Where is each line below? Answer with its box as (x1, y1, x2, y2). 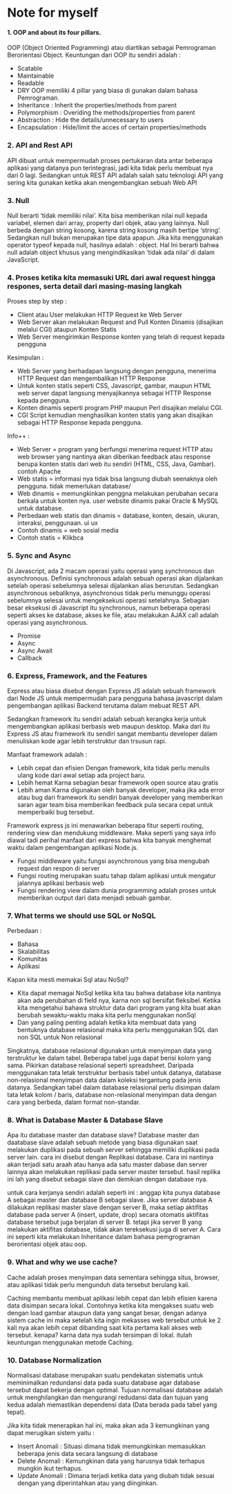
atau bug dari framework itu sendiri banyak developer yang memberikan (17, 793, 223, 801)
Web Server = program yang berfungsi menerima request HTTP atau (17, 445, 213, 454)
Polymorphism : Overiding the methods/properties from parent (17, 109, 195, 117)
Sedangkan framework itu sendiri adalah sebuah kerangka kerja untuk (7, 715, 206, 723)
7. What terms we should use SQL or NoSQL (7, 911, 156, 921)
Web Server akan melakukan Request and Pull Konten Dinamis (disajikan (17, 318, 224, 326)
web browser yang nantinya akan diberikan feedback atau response (17, 452, 211, 461)
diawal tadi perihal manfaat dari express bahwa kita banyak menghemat (7, 836, 212, 844)
